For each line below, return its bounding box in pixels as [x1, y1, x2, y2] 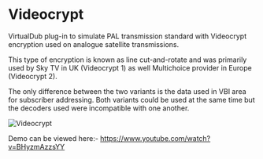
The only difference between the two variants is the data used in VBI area [8, 86, 246, 96]
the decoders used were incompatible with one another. [8, 103, 190, 113]
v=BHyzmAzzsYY [8, 142, 65, 151]
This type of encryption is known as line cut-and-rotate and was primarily [8, 55, 247, 64]
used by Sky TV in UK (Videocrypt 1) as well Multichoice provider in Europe [8, 63, 252, 72]
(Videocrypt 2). [8, 71, 57, 81]
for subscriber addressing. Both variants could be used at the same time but [8, 95, 255, 104]
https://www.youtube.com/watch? [99, 133, 211, 143]
